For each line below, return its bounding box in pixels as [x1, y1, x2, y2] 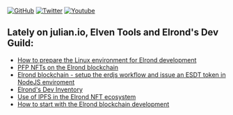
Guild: [7, 37, 34, 49]
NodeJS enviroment [17, 78, 75, 86]
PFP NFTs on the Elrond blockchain [17, 63, 119, 71]
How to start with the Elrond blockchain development [17, 100, 170, 108]
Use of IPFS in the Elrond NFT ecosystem [17, 92, 136, 100]
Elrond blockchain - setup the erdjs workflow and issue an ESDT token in [17, 70, 226, 79]
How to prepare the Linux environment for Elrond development [17, 55, 197, 64]
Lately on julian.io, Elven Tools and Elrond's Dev [7, 26, 219, 38]
